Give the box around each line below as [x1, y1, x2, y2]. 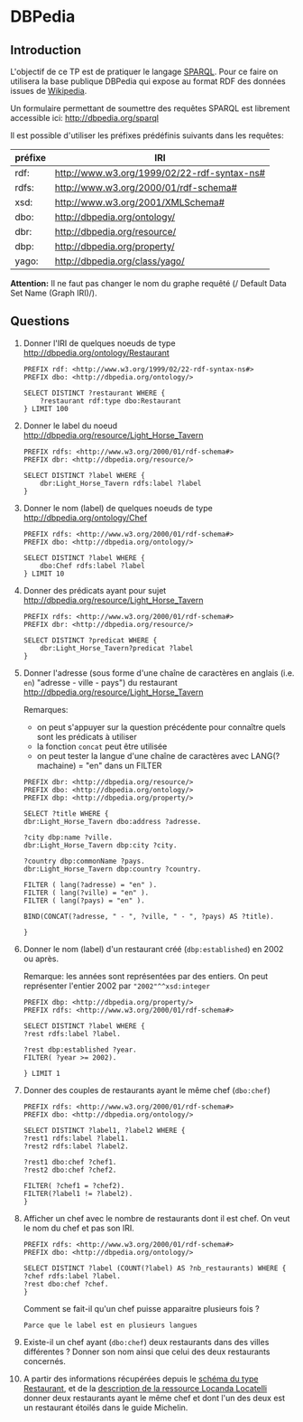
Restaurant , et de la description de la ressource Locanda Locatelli [23, 1382, 268, 1393]
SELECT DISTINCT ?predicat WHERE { [23, 635, 158, 645]
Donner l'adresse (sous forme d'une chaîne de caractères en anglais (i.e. [23, 667, 295, 678]
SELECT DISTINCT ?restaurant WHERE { [23, 388, 166, 398]
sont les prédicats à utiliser [36, 731, 138, 742]
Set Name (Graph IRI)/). [10, 287, 97, 298]
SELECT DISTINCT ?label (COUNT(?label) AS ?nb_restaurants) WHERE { [23, 1263, 287, 1273]
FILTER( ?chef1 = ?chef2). [23, 1181, 125, 1190]
